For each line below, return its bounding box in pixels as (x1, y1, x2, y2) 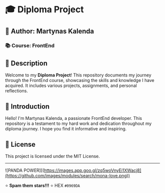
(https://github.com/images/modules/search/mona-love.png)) (5, 172, 130, 178)
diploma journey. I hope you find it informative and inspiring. (5, 126, 127, 132)
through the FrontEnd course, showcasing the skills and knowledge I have (5, 77, 155, 83)
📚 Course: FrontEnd (5, 42, 55, 49)
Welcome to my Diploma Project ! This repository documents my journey (5, 72, 152, 78)
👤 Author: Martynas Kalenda (5, 27, 94, 35)
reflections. (5, 88, 28, 94)
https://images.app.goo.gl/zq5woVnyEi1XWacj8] (44, 167, 141, 173)
